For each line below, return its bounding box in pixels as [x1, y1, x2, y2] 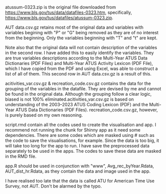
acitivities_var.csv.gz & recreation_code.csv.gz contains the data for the [5, 80, 151, 86]
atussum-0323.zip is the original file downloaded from [5, 4, 116, 10]
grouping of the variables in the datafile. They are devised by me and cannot [5, 86, 162, 91]
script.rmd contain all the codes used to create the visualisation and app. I [5, 122, 156, 128]
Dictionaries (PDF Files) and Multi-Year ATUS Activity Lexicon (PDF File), [5, 61, 153, 66]
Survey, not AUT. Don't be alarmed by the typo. [5, 183, 102, 189]
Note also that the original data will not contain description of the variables [5, 45, 158, 50]
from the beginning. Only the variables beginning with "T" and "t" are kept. [5, 35, 158, 41]
